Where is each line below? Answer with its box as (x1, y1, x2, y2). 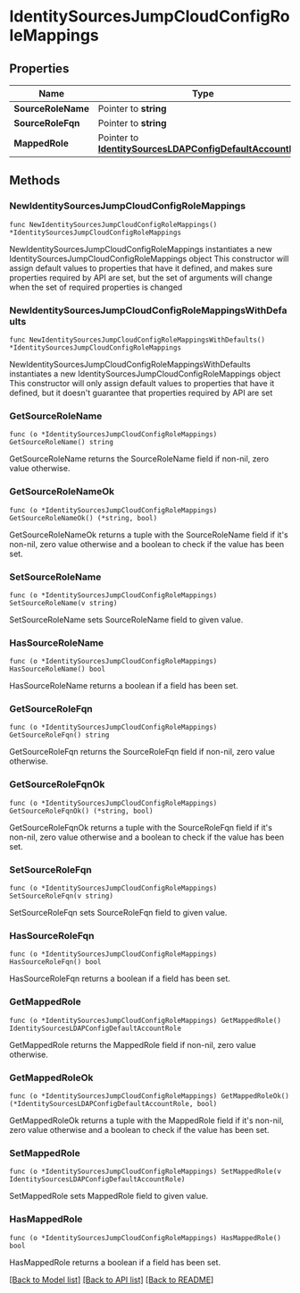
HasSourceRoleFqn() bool (9, 958, 102, 967)
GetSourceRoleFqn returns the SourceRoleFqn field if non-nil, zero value (9, 747, 275, 757)
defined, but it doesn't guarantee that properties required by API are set (9, 387, 273, 398)
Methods (9, 173, 61, 189)
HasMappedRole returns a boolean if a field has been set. (9, 1256, 221, 1267)
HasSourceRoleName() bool (9, 664, 105, 674)
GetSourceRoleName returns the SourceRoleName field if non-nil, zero (9, 453, 270, 464)
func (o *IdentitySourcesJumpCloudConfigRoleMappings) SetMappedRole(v (9, 1167, 281, 1177)
